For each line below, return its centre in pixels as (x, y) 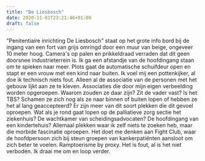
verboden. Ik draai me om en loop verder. (58, 151)
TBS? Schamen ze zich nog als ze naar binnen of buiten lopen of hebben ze (102, 99)
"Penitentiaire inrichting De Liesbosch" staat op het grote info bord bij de (98, 41)
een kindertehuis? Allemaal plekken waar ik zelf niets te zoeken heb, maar (99, 125)
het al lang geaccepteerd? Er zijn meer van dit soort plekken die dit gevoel (100, 106)
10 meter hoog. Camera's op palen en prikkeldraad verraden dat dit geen (98, 54)
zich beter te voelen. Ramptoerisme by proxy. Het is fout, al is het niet (94, 145)
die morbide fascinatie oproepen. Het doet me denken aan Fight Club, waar (101, 132)
